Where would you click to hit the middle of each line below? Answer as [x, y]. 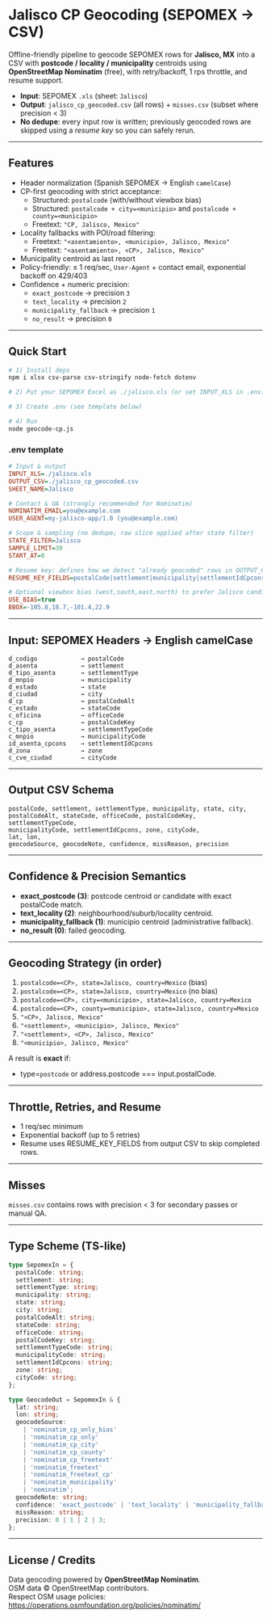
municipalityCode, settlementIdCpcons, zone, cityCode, [104, 830]
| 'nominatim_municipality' [70, 1482]
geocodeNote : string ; [52, 1498]
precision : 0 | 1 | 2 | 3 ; [61, 1520]
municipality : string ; [54, 1295]
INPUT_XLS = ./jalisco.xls [50, 474]
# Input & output [38, 466]
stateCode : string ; [48, 1325]
